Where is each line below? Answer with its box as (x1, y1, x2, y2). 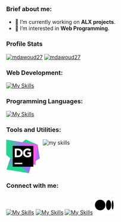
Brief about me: (6, 5, 52, 13)
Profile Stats (6, 40, 43, 48)
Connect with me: (6, 182, 59, 190)
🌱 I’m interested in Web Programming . (14, 25, 110, 32)
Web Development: (6, 68, 63, 77)
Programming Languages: (6, 97, 83, 105)
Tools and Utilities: (6, 125, 61, 134)
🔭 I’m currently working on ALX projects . (14, 19, 116, 26)
